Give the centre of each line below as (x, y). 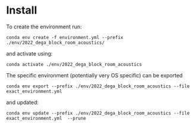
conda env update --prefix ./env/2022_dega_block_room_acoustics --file (98, 113)
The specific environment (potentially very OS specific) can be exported (94, 75)
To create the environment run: (44, 27)
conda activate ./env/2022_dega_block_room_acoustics (74, 64)
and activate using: (29, 53)
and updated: (23, 102)
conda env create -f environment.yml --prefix (65, 37)
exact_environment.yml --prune (46, 118)
